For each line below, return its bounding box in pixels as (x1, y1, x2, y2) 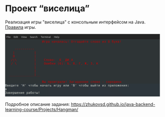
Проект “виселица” (5, 3, 90, 14)
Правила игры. (5, 24, 36, 30)
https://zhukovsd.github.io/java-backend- (71, 101, 156, 107)
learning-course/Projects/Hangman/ (5, 107, 79, 113)
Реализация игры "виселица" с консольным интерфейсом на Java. (5, 19, 146, 25)
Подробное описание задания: (5, 101, 70, 107)
